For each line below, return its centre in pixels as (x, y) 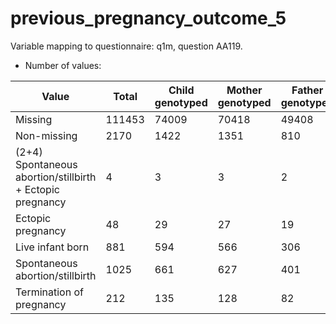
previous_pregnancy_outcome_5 (148, 18)
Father (307, 90)
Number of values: (63, 65)
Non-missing (46, 135)
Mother (244, 90)
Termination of (49, 292)
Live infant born (52, 247)
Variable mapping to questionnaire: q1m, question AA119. (126, 46)
